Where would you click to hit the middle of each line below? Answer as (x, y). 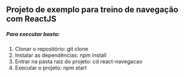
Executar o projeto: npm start (51, 68)
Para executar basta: (33, 34)
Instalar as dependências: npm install (61, 55)
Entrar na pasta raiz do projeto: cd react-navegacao (79, 62)
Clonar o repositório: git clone (51, 49)
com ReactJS (31, 19)
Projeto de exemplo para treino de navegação (92, 10)
